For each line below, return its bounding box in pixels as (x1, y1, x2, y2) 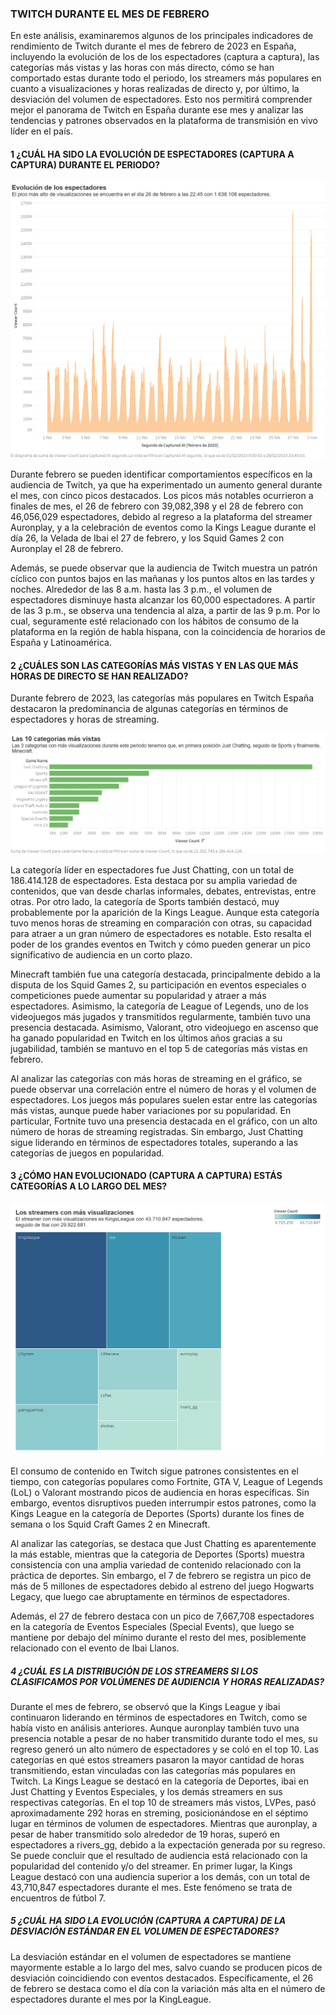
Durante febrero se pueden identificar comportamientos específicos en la (10, 468, 313, 480)
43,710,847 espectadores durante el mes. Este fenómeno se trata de (10, 1881, 293, 1893)
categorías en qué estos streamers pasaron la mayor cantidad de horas (10, 1753, 305, 1766)
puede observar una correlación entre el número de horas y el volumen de (10, 1083, 317, 1095)
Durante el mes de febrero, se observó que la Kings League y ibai (10, 1700, 281, 1712)
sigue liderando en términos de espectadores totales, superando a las (10, 1136, 299, 1148)
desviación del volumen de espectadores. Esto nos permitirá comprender (10, 93, 313, 106)
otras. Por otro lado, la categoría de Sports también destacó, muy (10, 895, 280, 907)
